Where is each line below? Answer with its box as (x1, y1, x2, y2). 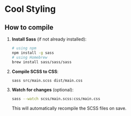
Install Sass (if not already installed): (11, 36, 87, 42)
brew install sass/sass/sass (11, 59, 72, 65)
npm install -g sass (11, 50, 54, 55)
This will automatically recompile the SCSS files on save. (11, 105, 127, 112)
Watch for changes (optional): (11, 87, 74, 93)
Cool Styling (4, 3, 56, 15)
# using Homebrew (11, 55, 48, 60)
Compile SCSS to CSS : (11, 68, 59, 75)
